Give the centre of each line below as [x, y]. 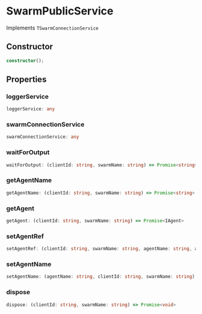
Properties [26, 80]
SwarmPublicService [60, 11]
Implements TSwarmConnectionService [53, 28]
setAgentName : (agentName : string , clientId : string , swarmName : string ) [101, 277]
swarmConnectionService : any [43, 137]
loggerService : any [31, 109]
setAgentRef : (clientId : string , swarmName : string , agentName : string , [99, 249]
